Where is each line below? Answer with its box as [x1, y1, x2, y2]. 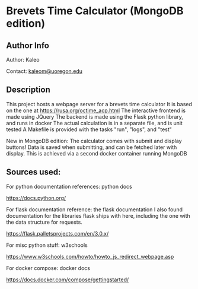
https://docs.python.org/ [6, 194, 66, 201]
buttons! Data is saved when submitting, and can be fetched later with [6, 144, 177, 151]
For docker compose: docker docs [6, 264, 91, 271]
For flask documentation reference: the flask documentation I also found [6, 206, 183, 213]
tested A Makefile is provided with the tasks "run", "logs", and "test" [6, 126, 172, 133]
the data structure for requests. [6, 218, 83, 226]
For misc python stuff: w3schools [6, 242, 88, 249]
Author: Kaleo [6, 56, 40, 63]
